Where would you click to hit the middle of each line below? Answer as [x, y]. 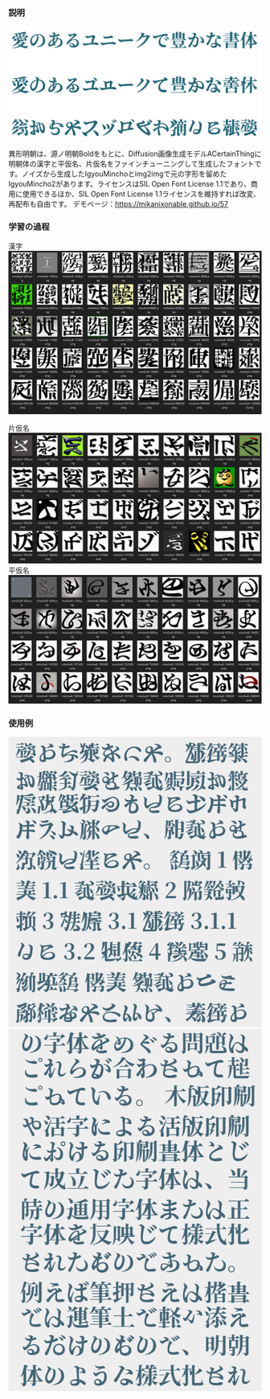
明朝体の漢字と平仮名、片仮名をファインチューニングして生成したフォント [131, 164]
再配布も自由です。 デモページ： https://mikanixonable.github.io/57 [119, 204]
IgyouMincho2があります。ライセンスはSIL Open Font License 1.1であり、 [130, 184]
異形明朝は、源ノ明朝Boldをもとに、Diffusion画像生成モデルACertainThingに [135, 154]
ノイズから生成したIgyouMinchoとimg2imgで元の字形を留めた [124, 174]
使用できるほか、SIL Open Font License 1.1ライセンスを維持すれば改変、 [141, 194]
